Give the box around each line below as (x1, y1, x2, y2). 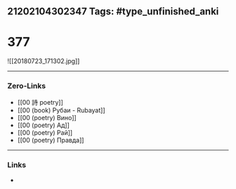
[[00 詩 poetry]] (17, 98, 63, 106)
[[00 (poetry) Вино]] (17, 113, 77, 122)
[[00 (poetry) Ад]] (17, 121, 70, 129)
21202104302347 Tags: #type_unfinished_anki (7, 6, 219, 18)
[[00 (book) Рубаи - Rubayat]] (17, 105, 105, 115)
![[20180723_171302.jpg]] (7, 57, 80, 65)
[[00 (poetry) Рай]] (17, 128, 73, 136)
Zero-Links (7, 81, 46, 91)
